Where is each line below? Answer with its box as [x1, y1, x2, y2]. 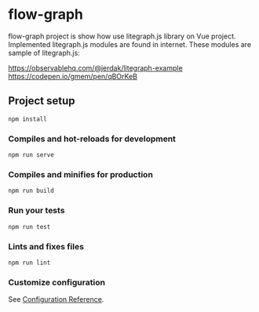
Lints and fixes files [8, 241, 85, 252]
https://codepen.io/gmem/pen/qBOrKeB [8, 71, 137, 81]
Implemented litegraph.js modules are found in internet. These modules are [8, 39, 252, 49]
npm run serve [8, 151, 55, 159]
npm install [8, 115, 47, 123]
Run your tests [8, 205, 65, 216]
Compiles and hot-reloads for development [8, 133, 177, 144]
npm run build [8, 187, 55, 195]
